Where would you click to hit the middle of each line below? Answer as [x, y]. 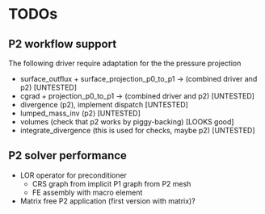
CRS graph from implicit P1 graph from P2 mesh [111, 183]
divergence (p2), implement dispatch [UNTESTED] [104, 105]
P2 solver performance [68, 155]
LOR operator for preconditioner [74, 175]
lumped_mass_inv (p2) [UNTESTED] [80, 113]
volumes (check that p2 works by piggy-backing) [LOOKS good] [127, 122]
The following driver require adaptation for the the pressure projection [125, 63]
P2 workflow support [63, 44]
